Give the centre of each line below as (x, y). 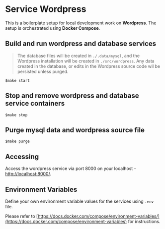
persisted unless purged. (43, 71)
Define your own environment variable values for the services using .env (80, 201)
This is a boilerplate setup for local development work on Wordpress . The (81, 23)
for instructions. (144, 221)
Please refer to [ (22, 216)
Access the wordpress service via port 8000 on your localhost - (71, 169)
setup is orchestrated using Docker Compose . (53, 28)
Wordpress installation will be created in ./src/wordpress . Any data (86, 61)
